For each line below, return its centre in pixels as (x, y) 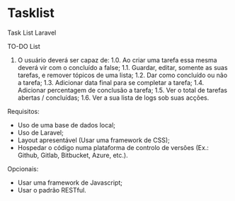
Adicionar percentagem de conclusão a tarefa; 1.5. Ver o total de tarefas (122, 90)
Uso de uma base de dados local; (66, 125)
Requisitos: (24, 111)
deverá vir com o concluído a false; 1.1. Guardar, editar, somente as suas (122, 67)
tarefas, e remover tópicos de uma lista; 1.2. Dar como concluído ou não (122, 75)
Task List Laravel (32, 33)
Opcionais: (23, 168)
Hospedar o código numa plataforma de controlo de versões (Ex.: (113, 147)
